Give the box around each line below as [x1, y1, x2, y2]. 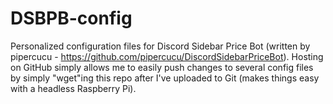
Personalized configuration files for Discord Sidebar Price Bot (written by [10, 40, 311, 52]
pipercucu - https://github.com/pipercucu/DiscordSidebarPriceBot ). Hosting [10, 50, 324, 62]
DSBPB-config [10, 7, 133, 30]
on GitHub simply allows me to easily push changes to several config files [10, 61, 314, 73]
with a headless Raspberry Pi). [10, 82, 137, 94]
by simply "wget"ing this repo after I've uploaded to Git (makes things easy [10, 72, 320, 84]
